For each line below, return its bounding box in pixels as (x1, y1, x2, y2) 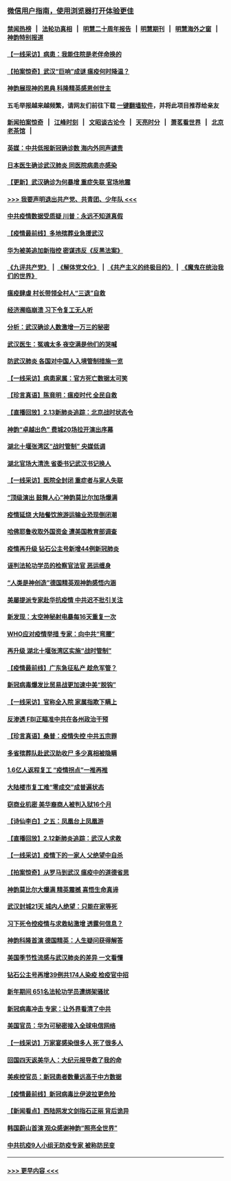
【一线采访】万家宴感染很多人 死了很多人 (7, 1038, 124, 1047)
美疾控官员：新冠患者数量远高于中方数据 (7, 1073, 122, 1081)
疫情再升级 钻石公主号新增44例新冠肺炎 (7, 544, 120, 552)
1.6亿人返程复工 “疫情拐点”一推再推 (7, 766, 108, 774)
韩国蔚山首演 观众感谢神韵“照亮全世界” (7, 1124, 118, 1132)
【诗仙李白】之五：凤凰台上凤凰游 (7, 817, 104, 826)
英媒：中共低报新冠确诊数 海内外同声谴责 (7, 144, 124, 152)
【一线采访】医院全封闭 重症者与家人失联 (7, 477, 124, 485)
